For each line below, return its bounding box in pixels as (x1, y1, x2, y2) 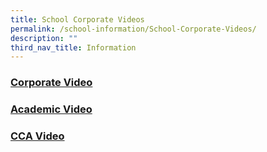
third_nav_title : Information (10, 42, 137, 53)
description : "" (10, 33, 78, 43)
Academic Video (10, 102, 93, 116)
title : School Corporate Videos (10, 14, 145, 25)
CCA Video (10, 129, 65, 143)
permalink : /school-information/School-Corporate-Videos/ (10, 24, 257, 34)
